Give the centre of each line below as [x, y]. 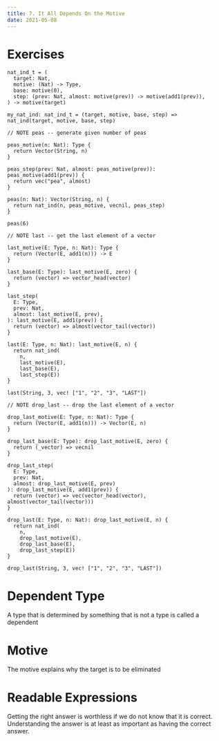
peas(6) [18, 224]
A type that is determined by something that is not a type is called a [103, 615]
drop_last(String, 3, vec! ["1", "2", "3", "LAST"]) [85, 569]
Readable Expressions [73, 697]
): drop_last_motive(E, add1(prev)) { [63, 490]
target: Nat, [32, 79]
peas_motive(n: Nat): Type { [49, 145]
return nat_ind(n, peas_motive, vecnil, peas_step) [89, 206]
